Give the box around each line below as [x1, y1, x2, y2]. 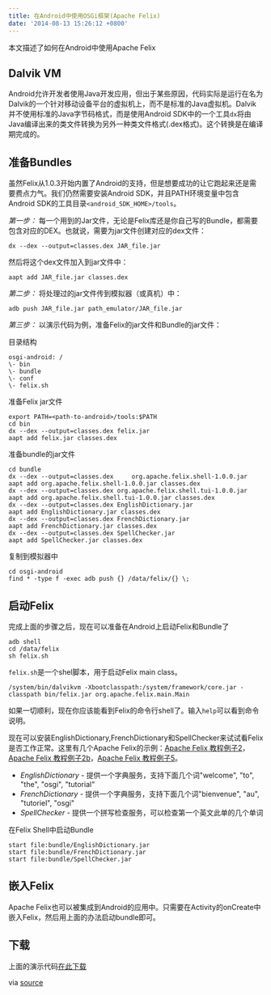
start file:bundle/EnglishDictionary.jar [8, 840, 150, 849]
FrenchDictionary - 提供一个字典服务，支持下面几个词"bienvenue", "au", [19, 789, 260, 798]
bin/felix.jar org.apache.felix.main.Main [44, 690, 190, 698]
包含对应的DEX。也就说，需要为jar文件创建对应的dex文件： [8, 226, 206, 235]
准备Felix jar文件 [8, 397, 63, 407]
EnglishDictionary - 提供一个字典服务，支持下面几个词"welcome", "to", [19, 770, 255, 780]
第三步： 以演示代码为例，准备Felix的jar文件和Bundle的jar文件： [8, 320, 222, 330]
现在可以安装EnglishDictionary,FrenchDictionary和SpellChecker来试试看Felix [8, 733, 264, 743]
